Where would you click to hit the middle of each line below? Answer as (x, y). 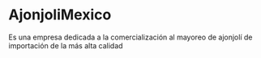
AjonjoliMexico (60, 15)
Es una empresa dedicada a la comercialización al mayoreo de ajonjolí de (130, 37)
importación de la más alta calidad (66, 45)
